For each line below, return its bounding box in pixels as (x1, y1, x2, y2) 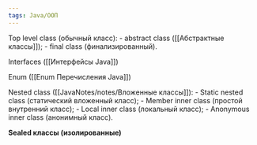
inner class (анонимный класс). (8, 112, 113, 122)
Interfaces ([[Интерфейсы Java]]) (8, 57, 119, 66)
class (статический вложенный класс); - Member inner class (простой (8, 95, 243, 105)
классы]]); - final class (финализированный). (8, 41, 158, 51)
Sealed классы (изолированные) (8, 128, 122, 137)
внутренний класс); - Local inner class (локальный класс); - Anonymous (8, 104, 250, 113)
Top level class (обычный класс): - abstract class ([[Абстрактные (8, 33, 225, 43)
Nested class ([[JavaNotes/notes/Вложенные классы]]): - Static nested (8, 87, 244, 97)
